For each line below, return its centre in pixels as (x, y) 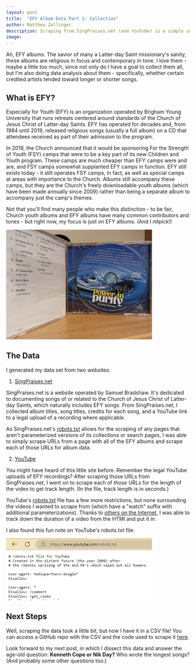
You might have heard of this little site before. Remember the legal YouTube (97, 470)
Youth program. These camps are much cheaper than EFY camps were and (97, 160)
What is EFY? (31, 97)
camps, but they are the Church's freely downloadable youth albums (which (97, 185)
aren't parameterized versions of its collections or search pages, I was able (96, 435)
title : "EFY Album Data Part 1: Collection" (62, 18)
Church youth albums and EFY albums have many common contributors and (98, 215)
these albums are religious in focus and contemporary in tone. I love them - (96, 61)
